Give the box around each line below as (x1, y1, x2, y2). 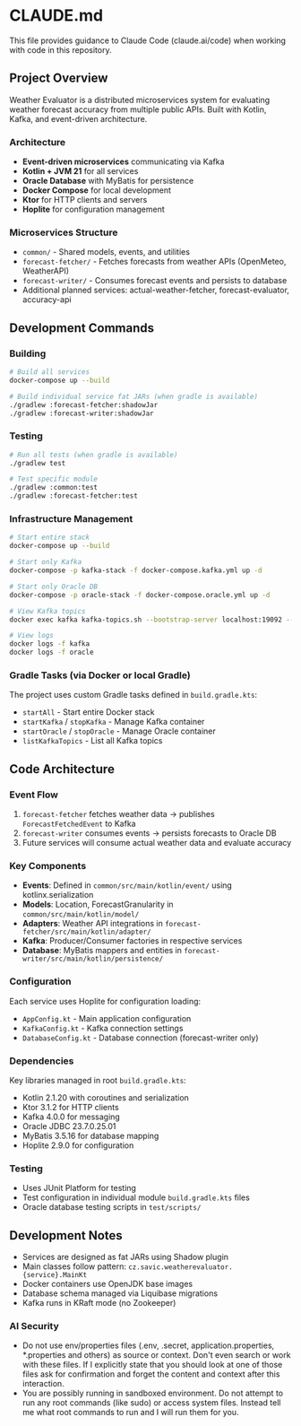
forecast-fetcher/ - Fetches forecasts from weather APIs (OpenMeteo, (21, 257, 287, 267)
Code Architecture (9, 761, 115, 777)
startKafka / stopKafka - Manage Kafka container (21, 717, 205, 727)
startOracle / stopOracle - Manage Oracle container (21, 726, 217, 736)
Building (9, 347, 47, 360)
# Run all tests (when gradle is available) (9, 450, 178, 459)
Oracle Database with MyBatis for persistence (21, 176, 194, 187)
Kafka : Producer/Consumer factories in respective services (21, 935, 243, 946)
